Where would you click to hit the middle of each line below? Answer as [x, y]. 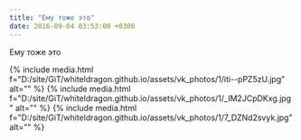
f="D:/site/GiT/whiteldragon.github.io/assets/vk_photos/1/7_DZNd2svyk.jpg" [151, 117]
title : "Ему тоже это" [52, 18]
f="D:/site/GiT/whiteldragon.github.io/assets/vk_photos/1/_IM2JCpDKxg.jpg [150, 98]
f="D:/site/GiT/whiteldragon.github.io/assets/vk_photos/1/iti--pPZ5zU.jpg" [147, 79]
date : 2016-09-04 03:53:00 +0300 [72, 26]
